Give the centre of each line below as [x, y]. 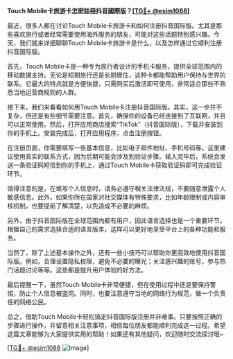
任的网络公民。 [28, 302]
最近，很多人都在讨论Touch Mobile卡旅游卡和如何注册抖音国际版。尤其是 [112, 26]
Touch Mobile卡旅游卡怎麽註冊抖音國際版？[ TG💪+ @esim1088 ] [98, 11]
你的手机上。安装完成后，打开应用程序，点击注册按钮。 [86, 133]
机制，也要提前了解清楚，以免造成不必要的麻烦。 [83, 206]
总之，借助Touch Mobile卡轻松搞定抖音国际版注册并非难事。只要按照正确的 [115, 317]
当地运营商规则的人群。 [46, 92]
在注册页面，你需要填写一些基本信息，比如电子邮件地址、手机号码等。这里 [113, 148]
